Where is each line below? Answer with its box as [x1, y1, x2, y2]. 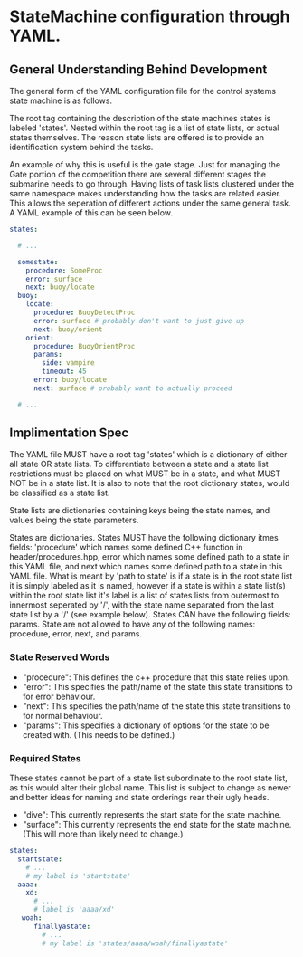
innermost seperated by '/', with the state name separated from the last [9, 599, 274, 610]
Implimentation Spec [9, 426, 129, 441]
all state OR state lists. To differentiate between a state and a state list [9, 459, 269, 470]
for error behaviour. [22, 691, 96, 702]
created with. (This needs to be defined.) [22, 729, 175, 740]
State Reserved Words [9, 651, 110, 664]
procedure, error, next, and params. [9, 628, 143, 639]
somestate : [17, 257, 59, 266]
